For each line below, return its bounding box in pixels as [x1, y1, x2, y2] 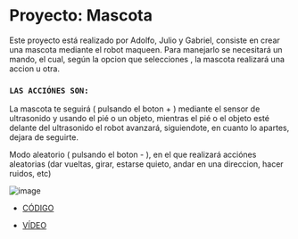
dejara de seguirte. [9, 132, 79, 143]
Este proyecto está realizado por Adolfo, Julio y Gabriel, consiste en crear [9, 35, 281, 45]
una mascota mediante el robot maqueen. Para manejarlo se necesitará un [9, 44, 283, 54]
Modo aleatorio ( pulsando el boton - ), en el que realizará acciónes [9, 149, 257, 161]
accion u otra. [9, 63, 61, 74]
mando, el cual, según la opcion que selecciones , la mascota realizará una [9, 54, 286, 64]
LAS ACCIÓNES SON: [9, 86, 89, 95]
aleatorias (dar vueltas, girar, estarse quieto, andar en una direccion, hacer [9, 159, 284, 169]
